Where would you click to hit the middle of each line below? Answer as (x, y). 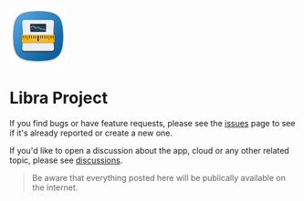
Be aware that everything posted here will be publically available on (158, 177)
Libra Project (59, 98)
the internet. (55, 187)
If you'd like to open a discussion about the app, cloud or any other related (149, 150)
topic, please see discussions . (66, 160)
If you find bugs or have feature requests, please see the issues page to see (152, 123)
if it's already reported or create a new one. (91, 133)
